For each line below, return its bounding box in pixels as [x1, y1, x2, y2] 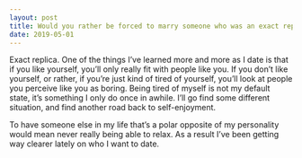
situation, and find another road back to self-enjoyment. [9, 102, 217, 113]
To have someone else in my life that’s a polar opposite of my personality [9, 119, 280, 130]
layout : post [9, 13, 58, 22]
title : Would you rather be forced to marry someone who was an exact [9, 22, 280, 31]
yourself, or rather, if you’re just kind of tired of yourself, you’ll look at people [9, 74, 293, 84]
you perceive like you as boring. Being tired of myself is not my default [9, 83, 271, 94]
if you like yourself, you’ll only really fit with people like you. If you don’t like [9, 64, 289, 75]
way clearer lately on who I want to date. [9, 138, 160, 149]
